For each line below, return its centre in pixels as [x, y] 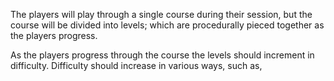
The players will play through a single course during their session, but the [161, 14]
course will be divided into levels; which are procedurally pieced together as [167, 25]
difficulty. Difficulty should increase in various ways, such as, [136, 65]
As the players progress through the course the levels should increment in [162, 55]
